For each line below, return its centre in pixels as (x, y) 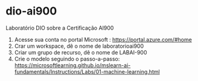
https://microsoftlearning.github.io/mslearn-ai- (72, 65)
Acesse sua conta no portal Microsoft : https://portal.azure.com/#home (103, 39)
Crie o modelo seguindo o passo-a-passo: (67, 59)
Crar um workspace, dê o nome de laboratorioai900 (79, 46)
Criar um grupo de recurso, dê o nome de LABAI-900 (81, 52)
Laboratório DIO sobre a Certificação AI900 (60, 28)
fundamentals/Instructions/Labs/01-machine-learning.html (87, 71)
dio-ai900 (31, 11)
